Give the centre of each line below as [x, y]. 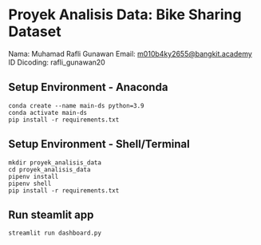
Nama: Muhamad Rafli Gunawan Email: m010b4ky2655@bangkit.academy [130, 53]
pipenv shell [30, 184]
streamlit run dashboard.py [55, 233]
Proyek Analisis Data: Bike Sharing [125, 15]
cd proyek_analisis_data [49, 169]
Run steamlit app [51, 214]
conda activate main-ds [48, 113]
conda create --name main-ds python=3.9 [77, 105]
